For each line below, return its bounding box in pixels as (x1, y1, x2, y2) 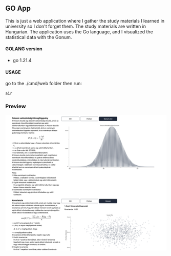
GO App (5, 4, 31, 13)
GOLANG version (5, 46, 42, 52)
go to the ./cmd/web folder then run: (5, 81, 82, 87)
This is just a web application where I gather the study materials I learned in (5, 17, 165, 24)
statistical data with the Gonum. (5, 34, 72, 40)
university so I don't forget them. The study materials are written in (5, 23, 146, 29)
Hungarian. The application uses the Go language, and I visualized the (5, 28, 154, 35)
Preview (5, 103, 26, 110)
